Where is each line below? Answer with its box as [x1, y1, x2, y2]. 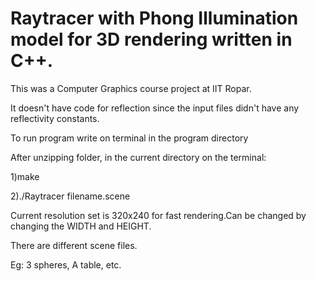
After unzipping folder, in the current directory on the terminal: [10, 151, 267, 163]
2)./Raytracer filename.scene [10, 190, 131, 202]
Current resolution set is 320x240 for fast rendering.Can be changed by [10, 209, 307, 221]
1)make [10, 170, 40, 182]
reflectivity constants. [10, 112, 100, 124]
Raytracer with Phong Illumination [10, 7, 299, 30]
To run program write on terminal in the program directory [10, 132, 249, 144]
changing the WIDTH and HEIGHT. [10, 220, 152, 232]
